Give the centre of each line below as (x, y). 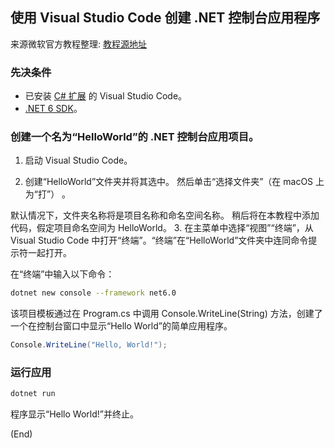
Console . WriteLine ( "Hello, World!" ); (89, 345)
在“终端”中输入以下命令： (62, 274)
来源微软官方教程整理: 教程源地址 (78, 44)
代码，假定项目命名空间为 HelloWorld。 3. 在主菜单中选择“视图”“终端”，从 (162, 228)
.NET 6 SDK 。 (53, 109)
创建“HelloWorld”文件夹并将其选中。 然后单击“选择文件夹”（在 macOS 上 (174, 182)
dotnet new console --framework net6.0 (93, 293)
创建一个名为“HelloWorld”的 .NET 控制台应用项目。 (135, 137)
